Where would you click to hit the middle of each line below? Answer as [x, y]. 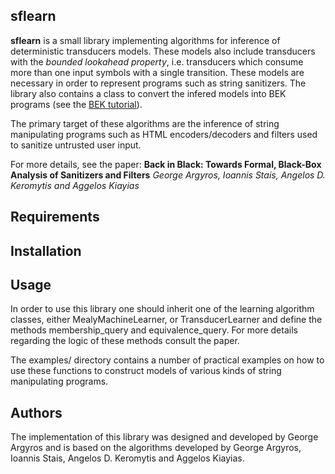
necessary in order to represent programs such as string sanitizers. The [158, 83]
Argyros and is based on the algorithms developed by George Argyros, [156, 448]
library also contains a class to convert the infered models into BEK [148, 93]
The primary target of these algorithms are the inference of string [145, 123]
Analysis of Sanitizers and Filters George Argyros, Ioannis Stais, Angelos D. [168, 175]
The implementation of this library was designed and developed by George [164, 437]
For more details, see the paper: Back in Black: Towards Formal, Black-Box [166, 164]
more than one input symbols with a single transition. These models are [157, 72]
